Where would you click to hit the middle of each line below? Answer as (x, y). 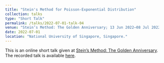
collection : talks (24, 14)
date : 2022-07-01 (23, 32)
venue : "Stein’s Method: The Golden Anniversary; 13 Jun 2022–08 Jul (77, 28)
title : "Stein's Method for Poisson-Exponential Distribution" (71, 9)
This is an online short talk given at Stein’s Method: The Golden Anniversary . (82, 50)
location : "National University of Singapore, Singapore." (66, 37)
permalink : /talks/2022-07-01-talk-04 (44, 23)
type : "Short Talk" (25, 18)
